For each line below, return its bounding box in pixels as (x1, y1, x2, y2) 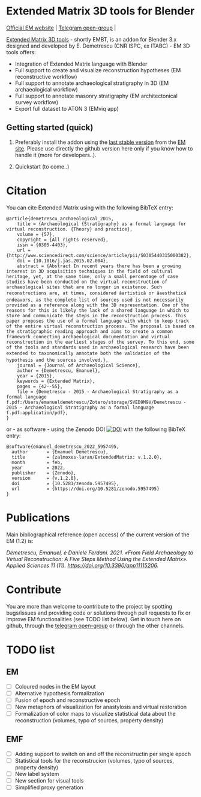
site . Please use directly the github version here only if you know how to (14, 144, 193, 152)
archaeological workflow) (14, 85, 78, 93)
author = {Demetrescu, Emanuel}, (17, 367, 101, 374)
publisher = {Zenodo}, (11, 470, 77, 476)
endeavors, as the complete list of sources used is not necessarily (6, 297, 184, 303)
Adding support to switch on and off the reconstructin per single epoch (14, 750, 191, 757)
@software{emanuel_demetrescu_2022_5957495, (6, 444, 119, 450)
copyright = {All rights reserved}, (17, 237, 109, 243)
